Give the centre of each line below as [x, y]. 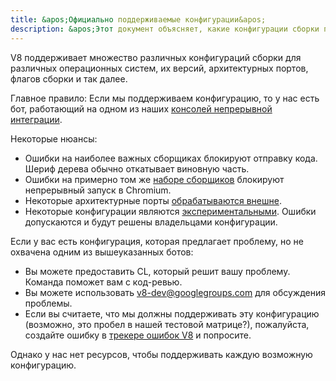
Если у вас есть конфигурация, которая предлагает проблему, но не [157, 241]
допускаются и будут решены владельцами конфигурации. [151, 222]
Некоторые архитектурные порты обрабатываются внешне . [153, 200]
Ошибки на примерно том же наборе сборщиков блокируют [154, 179]
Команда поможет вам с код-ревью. [103, 282]
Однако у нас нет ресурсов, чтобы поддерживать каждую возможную [161, 354]
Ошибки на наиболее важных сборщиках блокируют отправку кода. [171, 158]
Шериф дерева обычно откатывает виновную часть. [137, 168]
